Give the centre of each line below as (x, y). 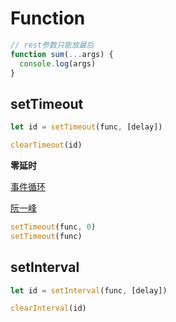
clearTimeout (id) (46, 145)
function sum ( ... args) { (62, 54)
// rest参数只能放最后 (52, 45)
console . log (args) (58, 63)
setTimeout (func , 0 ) (53, 227)
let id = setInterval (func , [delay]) (89, 290)
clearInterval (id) (48, 308)
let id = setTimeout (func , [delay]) (86, 127)
